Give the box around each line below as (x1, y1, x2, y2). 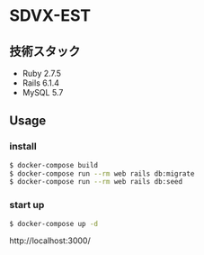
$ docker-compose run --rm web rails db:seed (9, 178, 182, 187)
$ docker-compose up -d (9, 219, 99, 228)
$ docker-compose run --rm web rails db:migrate (9, 168, 195, 178)
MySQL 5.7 (22, 87, 64, 97)
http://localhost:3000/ (9, 235, 92, 246)
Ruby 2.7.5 (22, 68, 61, 78)
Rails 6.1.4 (22, 77, 60, 88)
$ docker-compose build (9, 160, 99, 169)
